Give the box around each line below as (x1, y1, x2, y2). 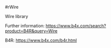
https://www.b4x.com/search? (45, 23, 106, 29)
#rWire (5, 4, 19, 10)
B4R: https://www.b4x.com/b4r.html (5, 37, 77, 43)
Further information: (5, 23, 45, 29)
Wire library (5, 14, 28, 19)
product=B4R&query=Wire (5, 28, 58, 33)
